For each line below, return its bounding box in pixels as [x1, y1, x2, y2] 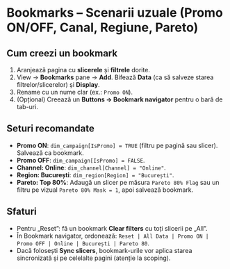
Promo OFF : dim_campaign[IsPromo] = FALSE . [16, 156, 145, 164]
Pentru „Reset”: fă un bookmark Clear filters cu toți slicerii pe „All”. [16, 224, 208, 232]
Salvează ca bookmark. [16, 148, 84, 157]
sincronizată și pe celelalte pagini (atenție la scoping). [16, 254, 171, 262]
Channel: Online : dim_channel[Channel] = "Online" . [16, 163, 166, 172]
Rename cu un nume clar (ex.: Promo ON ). [16, 88, 133, 96]
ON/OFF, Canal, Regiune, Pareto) [6, 19, 199, 35]
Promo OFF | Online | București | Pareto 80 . [16, 238, 150, 247]
